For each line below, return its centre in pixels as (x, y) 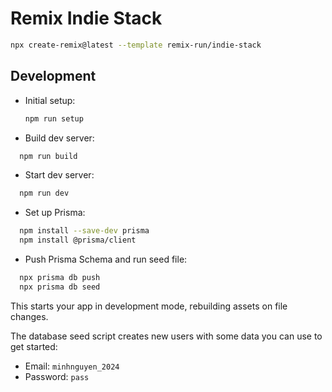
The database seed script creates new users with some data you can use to (166, 336)
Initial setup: (50, 100)
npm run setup (54, 118)
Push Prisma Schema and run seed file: (106, 259)
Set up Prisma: (55, 213)
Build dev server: (59, 138)
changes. (29, 316)
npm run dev (44, 193)
